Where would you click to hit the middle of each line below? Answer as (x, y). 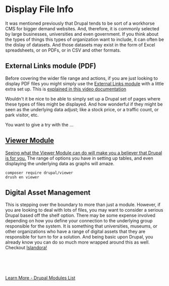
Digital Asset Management (48, 192)
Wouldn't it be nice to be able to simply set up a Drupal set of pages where (83, 99)
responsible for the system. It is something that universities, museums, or (81, 226)
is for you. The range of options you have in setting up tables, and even (79, 158)
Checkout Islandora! (26, 248)
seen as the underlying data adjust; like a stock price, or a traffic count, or (82, 109)
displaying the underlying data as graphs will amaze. (60, 163)
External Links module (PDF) (51, 66)
